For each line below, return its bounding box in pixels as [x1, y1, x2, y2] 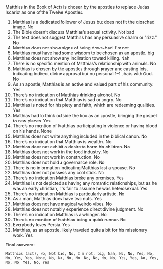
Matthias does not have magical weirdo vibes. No [12, 201, 112, 207]
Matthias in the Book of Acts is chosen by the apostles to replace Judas [5, 4, 150, 10]
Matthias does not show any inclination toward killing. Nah [12, 55, 130, 61]
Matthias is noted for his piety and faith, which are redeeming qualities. [12, 102, 156, 108]
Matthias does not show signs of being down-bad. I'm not [12, 45, 129, 50]
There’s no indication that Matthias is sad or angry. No [12, 97, 122, 102]
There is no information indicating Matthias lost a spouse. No [12, 165, 136, 171]
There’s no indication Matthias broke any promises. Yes [12, 175, 124, 181]
